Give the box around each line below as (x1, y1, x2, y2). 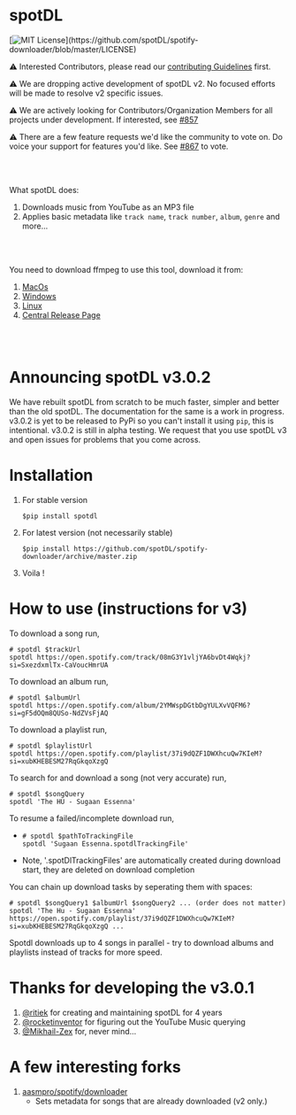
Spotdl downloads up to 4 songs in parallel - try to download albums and (9, 937, 274, 948)
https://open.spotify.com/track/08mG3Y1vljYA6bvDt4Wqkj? (36, 653, 251, 662)
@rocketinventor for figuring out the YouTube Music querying (21, 1016, 246, 1027)
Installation (9, 466, 94, 485)
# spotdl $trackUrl (9, 645, 81, 654)
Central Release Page (21, 309, 102, 320)
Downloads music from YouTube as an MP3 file (21, 201, 194, 213)
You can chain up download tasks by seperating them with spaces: (9, 881, 254, 892)
